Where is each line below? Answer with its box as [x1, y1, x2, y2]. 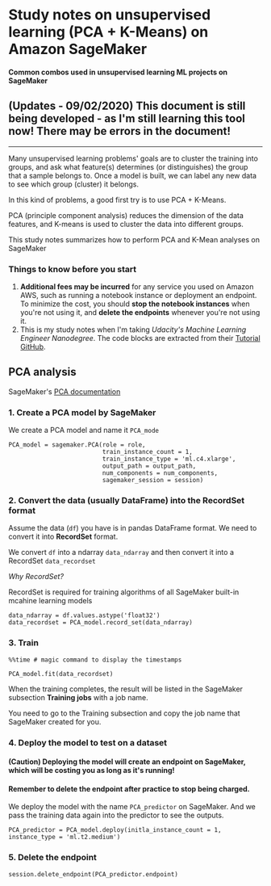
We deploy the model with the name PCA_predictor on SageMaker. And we [8, 802, 256, 812]
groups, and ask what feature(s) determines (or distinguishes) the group [8, 162, 248, 171]
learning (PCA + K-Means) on [8, 23, 209, 41]
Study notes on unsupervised [8, 6, 211, 24]
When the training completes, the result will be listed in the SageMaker [8, 684, 244, 694]
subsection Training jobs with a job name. [8, 692, 149, 702]
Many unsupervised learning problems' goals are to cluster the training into [8, 153, 258, 163]
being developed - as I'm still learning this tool [8, 111, 246, 126]
